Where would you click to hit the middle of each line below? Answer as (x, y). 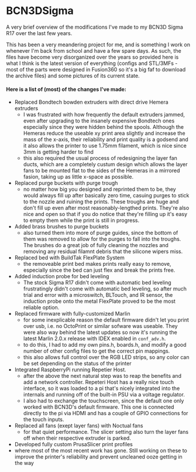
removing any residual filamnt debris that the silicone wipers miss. (103, 252)
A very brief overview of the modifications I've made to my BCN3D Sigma (94, 27)
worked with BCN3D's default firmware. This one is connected (99, 407)
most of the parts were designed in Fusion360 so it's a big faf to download (96, 69)
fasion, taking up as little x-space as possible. (78, 177)
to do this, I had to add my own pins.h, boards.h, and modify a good (105, 345)
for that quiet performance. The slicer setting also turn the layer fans (106, 432)
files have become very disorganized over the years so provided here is (92, 57)
